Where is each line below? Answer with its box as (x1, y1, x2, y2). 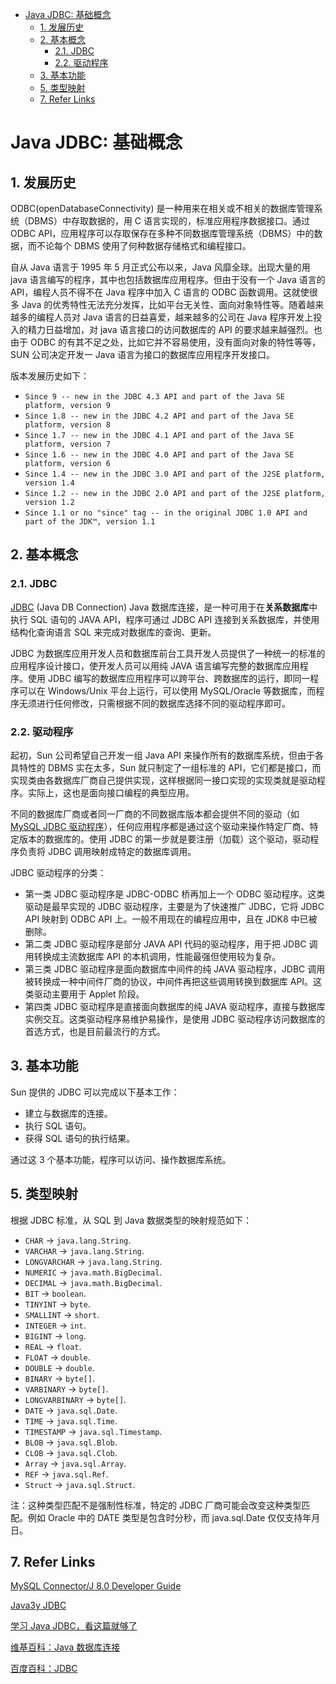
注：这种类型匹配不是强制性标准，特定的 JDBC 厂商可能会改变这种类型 (10, 1499, 302, 1511)
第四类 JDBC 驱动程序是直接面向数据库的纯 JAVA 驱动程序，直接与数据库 (24, 1000, 326, 1012)
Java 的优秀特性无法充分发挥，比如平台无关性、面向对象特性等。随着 (21, 299, 307, 310)
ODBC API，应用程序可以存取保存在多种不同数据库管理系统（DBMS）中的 (10, 228, 315, 239)
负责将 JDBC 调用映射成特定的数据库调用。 (18, 845, 197, 857)
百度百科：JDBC (10, 1663, 78, 1675)
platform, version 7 (24, 439, 111, 449)
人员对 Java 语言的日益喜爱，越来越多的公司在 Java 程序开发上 (53, 311, 314, 323)
